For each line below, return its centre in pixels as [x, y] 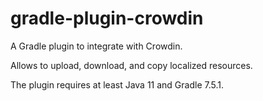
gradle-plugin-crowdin [107, 18]
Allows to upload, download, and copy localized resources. [131, 65]
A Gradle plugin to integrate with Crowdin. [96, 46]
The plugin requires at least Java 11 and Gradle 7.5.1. [117, 84]
